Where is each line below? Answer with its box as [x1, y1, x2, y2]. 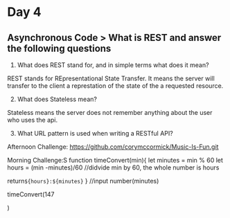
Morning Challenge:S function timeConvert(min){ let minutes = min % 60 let [7, 156, 224, 164]
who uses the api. [7, 116, 58, 124]
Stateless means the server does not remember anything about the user [7, 109, 213, 116]
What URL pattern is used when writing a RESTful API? [17, 129, 173, 137]
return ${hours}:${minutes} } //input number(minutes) [7, 177, 159, 185]
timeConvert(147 [7, 190, 55, 198]
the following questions [7, 42, 112, 54]
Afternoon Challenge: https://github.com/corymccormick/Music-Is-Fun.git [7, 143, 219, 151]
